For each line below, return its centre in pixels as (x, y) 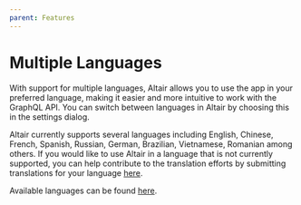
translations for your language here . (76, 172)
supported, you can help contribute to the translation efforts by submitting (148, 163)
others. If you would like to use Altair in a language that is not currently (141, 153)
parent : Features (42, 18)
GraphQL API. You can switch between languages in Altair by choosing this (150, 107)
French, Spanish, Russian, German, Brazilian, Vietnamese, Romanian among (151, 144)
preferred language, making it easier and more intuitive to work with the (143, 97)
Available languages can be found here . (83, 190)
